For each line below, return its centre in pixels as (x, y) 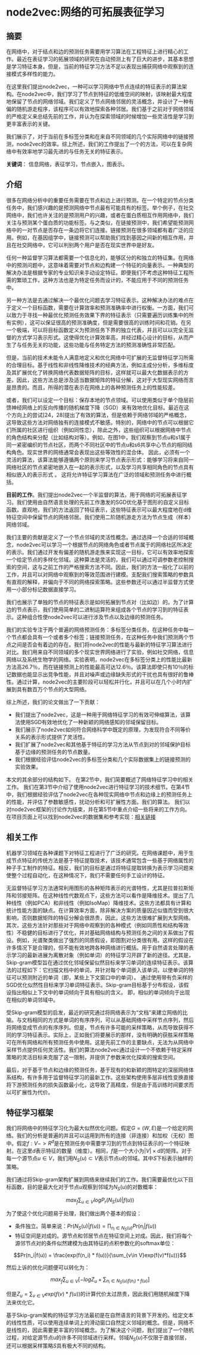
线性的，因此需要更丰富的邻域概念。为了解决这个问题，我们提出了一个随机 (102, 1330)
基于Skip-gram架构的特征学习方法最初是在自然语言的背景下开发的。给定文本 (100, 1315)
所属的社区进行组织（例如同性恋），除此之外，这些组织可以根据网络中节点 (101, 429)
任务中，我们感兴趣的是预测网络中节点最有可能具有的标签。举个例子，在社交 (100, 208)
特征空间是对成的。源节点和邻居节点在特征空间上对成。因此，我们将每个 (103, 1236)
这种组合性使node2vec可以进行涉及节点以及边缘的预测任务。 (91, 617)
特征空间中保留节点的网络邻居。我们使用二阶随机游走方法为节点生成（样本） (100, 517)
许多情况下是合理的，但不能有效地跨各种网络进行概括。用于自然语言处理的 (97, 947)
